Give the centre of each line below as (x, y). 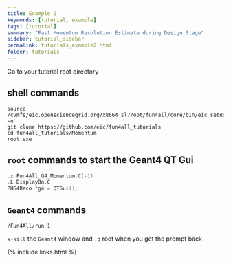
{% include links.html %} (42, 252)
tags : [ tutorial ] (32, 26)
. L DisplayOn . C (29, 182)
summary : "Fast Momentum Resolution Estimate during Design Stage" (106, 33)
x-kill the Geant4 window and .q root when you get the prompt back (105, 239)
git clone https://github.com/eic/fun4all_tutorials (84, 127)
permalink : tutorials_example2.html (59, 45)
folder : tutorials (33, 52)
